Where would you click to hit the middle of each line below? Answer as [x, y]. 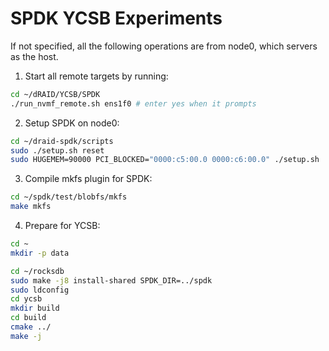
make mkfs [31, 207]
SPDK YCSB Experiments [116, 18]
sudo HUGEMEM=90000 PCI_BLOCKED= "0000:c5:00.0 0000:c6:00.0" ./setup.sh [165, 160]
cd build [28, 318]
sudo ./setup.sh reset [57, 150]
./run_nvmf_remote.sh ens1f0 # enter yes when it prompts [133, 103]
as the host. [34, 56]
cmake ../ [31, 327]
